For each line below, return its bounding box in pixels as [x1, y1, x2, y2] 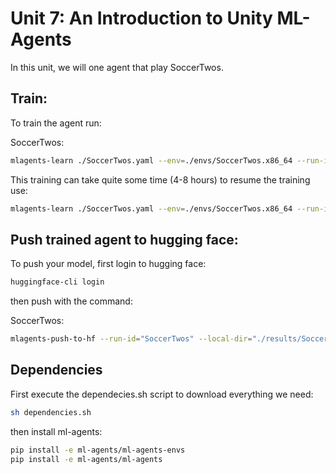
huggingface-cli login [10, 277, 105, 287]
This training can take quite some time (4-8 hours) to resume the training [10, 173, 311, 186]
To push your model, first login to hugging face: [10, 258, 207, 270]
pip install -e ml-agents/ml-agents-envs [10, 445, 186, 455]
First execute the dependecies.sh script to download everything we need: [10, 388, 314, 400]
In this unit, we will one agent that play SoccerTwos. [10, 61, 224, 73]
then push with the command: [10, 295, 133, 307]
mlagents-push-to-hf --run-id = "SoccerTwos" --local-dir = [10, 334, 253, 344]
